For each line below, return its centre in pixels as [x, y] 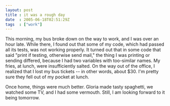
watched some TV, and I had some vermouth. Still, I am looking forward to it [85, 92]
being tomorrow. [23, 98]
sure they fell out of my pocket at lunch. [47, 77]
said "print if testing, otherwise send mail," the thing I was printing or [78, 55]
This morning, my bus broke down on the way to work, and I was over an [82, 39]
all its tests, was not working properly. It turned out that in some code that [83, 50]
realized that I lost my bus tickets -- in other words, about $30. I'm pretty [82, 72]
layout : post [19, 10]
